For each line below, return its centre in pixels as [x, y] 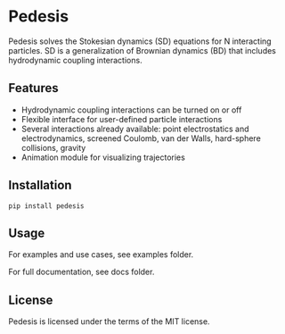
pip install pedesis [47, 206]
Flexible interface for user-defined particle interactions [122, 119]
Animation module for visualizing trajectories [103, 157]
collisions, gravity [53, 147]
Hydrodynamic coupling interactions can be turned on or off [131, 110]
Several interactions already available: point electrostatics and [135, 129]
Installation [40, 185]
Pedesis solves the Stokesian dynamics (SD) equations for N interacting [140, 41]
